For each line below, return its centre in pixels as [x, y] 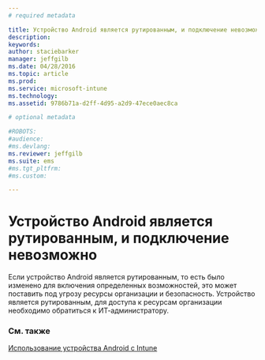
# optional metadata [42, 118]
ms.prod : [22, 81]
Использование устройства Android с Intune [83, 348]
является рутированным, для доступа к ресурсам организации [115, 302]
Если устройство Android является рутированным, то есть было [116, 277]
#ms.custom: [28, 176]
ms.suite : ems [32, 161]
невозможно [53, 255]
